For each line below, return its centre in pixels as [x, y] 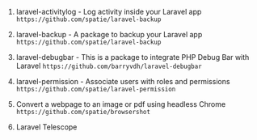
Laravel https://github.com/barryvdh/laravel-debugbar [109, 66]
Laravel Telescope [46, 127]
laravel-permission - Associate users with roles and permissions [123, 81]
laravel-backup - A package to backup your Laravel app [109, 34]
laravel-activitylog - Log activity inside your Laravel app [109, 12]
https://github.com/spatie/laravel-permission [96, 89]
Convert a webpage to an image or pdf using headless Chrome [121, 104]
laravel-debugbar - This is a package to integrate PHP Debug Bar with [133, 57]
